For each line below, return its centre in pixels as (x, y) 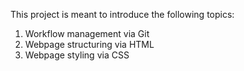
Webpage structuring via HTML (89, 44)
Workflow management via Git (87, 33)
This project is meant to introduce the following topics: (122, 14)
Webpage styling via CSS (77, 55)
